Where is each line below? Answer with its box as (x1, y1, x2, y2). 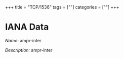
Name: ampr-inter (5, 37, 41, 43)
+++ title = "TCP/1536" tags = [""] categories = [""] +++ (5, 4, 120, 10)
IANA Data (5, 22, 49, 32)
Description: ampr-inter (5, 47, 53, 53)
